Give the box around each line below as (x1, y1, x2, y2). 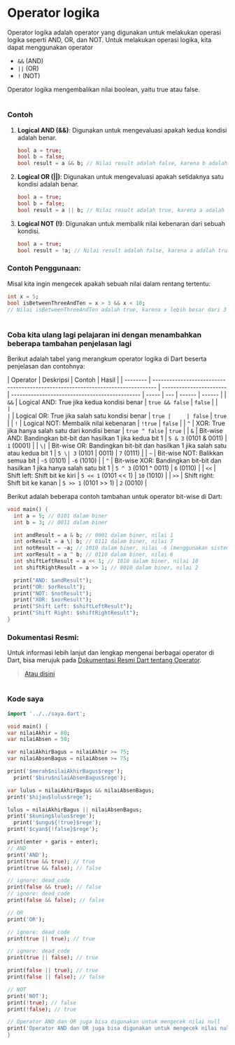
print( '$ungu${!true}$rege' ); (13, 819, 101, 826)
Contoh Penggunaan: (7, 263, 82, 273)
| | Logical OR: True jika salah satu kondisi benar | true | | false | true (7, 411, 227, 420)
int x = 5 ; (7, 293, 39, 300)
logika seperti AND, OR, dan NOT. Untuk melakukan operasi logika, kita (7, 35, 212, 44)
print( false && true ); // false (7, 884, 101, 891)
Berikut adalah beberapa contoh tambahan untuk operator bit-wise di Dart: (7, 492, 222, 500)
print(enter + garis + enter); (7, 839, 99, 846)
